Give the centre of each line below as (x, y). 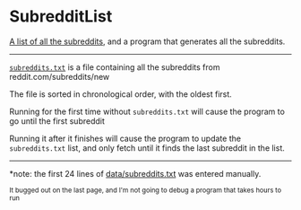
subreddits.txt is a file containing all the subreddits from (115, 67)
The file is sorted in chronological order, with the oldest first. (121, 94)
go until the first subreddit (57, 121)
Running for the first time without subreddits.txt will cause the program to (147, 111)
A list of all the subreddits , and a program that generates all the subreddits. (147, 41)
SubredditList (61, 17)
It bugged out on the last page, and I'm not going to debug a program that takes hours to (146, 190)
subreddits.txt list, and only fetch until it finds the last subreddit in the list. (147, 148)
